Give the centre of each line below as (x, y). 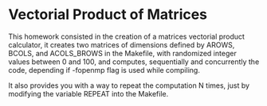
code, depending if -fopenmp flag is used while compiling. (104, 70)
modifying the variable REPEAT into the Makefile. (88, 93)
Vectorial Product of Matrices (108, 15)
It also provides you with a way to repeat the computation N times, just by (129, 85)
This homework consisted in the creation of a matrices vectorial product (127, 36)
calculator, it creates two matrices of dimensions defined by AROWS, (122, 44)
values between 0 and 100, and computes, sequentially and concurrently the (134, 62)
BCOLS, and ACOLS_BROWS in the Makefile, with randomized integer (122, 53)
